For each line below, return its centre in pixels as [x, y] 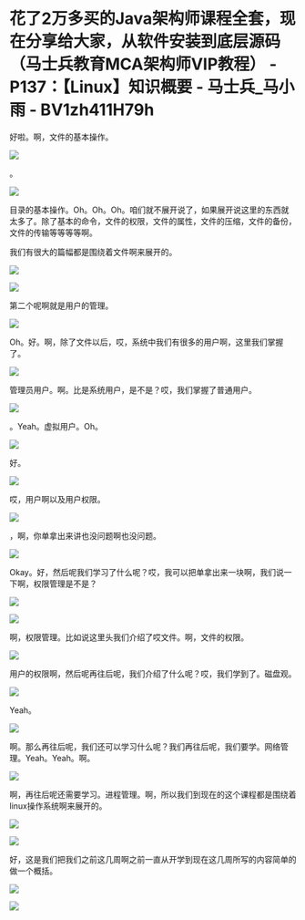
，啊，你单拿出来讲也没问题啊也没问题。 [85, 535]
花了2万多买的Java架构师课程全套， [145, 19]
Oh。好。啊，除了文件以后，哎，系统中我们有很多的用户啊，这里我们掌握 [147, 342]
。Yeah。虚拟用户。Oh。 [56, 426]
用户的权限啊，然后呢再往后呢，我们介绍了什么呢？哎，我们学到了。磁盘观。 [153, 673]
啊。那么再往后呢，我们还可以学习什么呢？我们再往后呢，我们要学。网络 [145, 746]
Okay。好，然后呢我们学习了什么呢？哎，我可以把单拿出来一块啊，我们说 [147, 572]
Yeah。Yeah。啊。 [60, 758]
